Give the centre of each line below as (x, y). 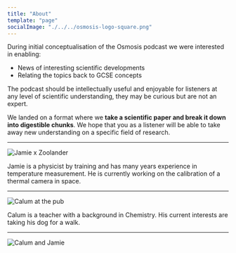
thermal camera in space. (44, 181)
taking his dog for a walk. (44, 223)
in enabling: (24, 54)
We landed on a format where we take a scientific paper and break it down (117, 117)
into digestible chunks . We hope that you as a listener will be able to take (114, 125)
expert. (18, 104)
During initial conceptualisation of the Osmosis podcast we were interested (116, 47)
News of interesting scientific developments (81, 68)
